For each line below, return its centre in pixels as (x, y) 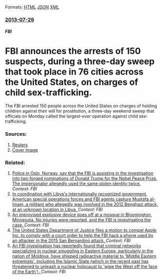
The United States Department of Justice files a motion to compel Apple (84, 230)
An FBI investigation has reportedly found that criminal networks (76, 246)
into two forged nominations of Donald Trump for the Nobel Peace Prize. (84, 179)
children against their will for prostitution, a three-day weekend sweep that (80, 111)
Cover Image (25, 150)
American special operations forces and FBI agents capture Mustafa (81, 199)
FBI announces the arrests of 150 (73, 51)
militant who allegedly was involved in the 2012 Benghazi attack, (93, 204)
